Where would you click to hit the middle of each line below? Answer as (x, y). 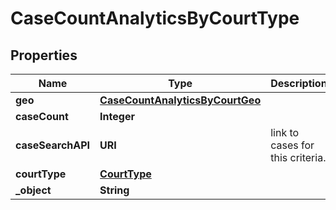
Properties (44, 55)
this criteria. (298, 157)
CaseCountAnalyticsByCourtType (155, 18)
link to (285, 132)
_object (33, 190)
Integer (117, 116)
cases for (292, 145)
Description (299, 83)
